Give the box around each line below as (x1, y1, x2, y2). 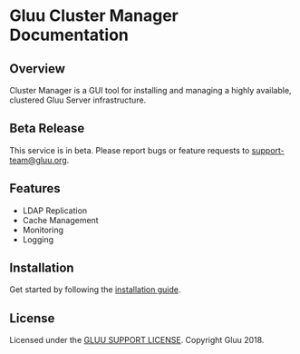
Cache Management (22, 214, 99, 225)
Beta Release (9, 121, 85, 136)
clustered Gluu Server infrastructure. (9, 94, 147, 105)
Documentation (9, 25, 130, 45)
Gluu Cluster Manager (9, 5, 179, 26)
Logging (22, 233, 54, 245)
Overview (9, 61, 66, 76)
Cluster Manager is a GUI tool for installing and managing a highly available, (9, 85, 292, 95)
